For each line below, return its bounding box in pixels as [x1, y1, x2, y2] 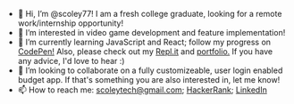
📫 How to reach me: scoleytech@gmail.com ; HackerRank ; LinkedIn [17, 84, 268, 95]
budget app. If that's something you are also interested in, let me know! [17, 75, 281, 84]
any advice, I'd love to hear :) [17, 56, 125, 66]
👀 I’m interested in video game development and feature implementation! [17, 28, 286, 37]
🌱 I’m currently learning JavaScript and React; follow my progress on [17, 36, 271, 47]
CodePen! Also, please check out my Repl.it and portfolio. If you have [17, 46, 273, 57]
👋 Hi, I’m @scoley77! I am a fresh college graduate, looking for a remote [17, 9, 282, 19]
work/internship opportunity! [17, 18, 123, 28]
